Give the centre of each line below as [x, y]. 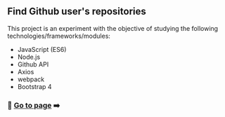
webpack [31, 79]
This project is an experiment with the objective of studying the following [113, 28]
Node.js [29, 57]
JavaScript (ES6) [42, 49]
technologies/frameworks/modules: [59, 36]
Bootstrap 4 [34, 86]
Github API [33, 64]
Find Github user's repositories [77, 12]
